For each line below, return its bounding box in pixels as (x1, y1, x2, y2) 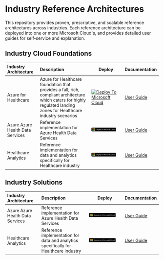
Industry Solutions (5, 178, 62, 187)
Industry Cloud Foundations (5, 49, 92, 58)
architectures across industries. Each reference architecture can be (5, 24, 141, 30)
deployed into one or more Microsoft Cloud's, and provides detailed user (5, 30, 151, 36)
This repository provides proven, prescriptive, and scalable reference (5, 20, 144, 25)
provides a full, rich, (40, 87, 80, 93)
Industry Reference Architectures (5, 3, 144, 15)
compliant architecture (40, 92, 85, 97)
